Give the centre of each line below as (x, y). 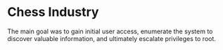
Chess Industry (53, 12)
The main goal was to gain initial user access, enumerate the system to (110, 31)
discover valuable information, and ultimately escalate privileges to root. (112, 38)
